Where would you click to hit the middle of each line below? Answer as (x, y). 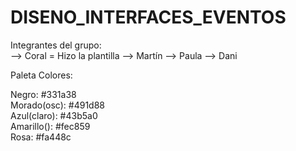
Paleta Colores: (41, 75)
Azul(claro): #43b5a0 (54, 115)
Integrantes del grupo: (56, 45)
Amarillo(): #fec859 (50, 126)
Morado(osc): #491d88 (57, 105)
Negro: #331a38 (43, 94)
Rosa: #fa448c (41, 137)
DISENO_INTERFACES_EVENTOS (148, 17)
